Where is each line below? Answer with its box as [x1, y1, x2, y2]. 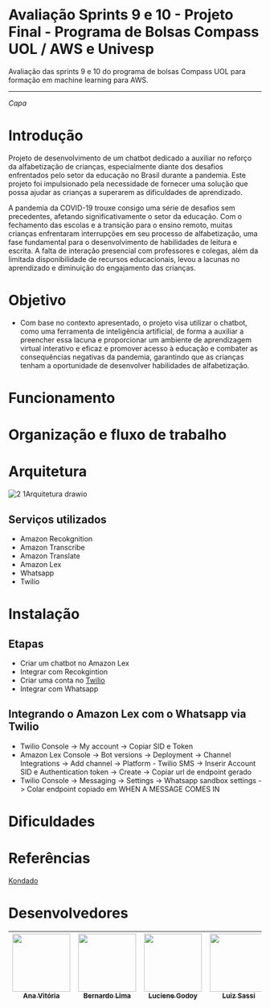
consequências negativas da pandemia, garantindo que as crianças [19, 352, 244, 362]
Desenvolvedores [8, 904, 129, 923]
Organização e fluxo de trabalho [8, 425, 227, 444]
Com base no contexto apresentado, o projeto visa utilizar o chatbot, [19, 317, 247, 327]
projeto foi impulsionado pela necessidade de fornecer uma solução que [8, 179, 248, 189]
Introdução [8, 127, 84, 145]
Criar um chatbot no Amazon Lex [19, 658, 130, 668]
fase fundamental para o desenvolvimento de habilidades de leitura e [8, 237, 238, 247]
